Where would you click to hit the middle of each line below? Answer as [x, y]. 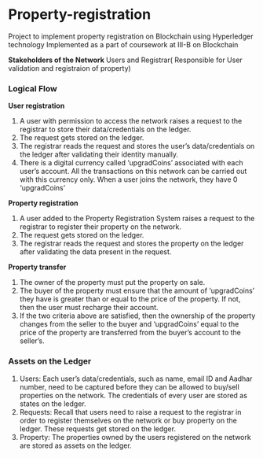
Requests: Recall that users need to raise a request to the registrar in [130, 412]
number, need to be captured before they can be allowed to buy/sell [129, 386]
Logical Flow [33, 88]
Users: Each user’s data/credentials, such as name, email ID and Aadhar [136, 379]
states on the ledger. [53, 404]
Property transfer [37, 267]
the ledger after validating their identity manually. [99, 154]
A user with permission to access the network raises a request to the [131, 121]
